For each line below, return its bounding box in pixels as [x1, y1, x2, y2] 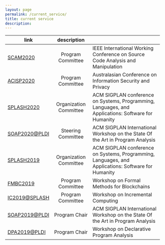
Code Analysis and [92, 57, 136, 64]
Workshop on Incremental [92, 191, 152, 198]
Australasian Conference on [92, 71, 157, 78]
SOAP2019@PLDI [7, 212, 50, 218]
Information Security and [92, 77, 150, 84]
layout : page [5, 7, 32, 12]
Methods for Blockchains [92, 183, 150, 190]
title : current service [5, 16, 54, 21]
